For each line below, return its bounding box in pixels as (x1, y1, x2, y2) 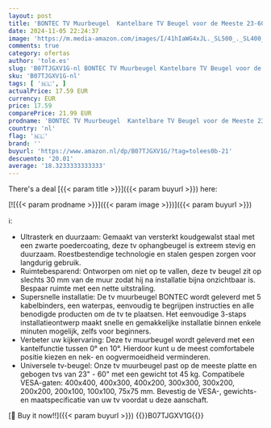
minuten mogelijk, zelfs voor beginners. (19, 326, 152, 336)
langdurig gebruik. (19, 258, 82, 267)
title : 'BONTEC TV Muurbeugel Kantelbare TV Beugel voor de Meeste (8, 19, 244, 27)
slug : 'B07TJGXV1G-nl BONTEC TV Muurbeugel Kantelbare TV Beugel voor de (8, 65, 262, 73)
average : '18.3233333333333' (8, 162, 106, 170)
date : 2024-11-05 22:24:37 (8, 27, 99, 35)
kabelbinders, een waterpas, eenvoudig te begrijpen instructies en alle (19, 300, 254, 311)
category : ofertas (8, 49, 70, 57)
